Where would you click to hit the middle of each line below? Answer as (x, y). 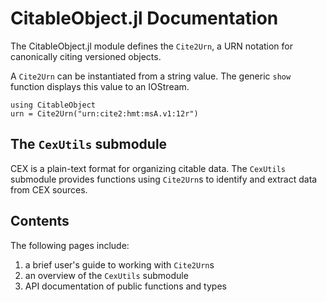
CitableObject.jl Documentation (144, 18)
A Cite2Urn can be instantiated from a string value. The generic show (151, 76)
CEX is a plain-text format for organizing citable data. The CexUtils (148, 168)
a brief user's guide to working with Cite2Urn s (119, 264)
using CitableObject (53, 105)
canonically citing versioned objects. (86, 56)
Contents (40, 221)
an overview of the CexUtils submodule (106, 275)
